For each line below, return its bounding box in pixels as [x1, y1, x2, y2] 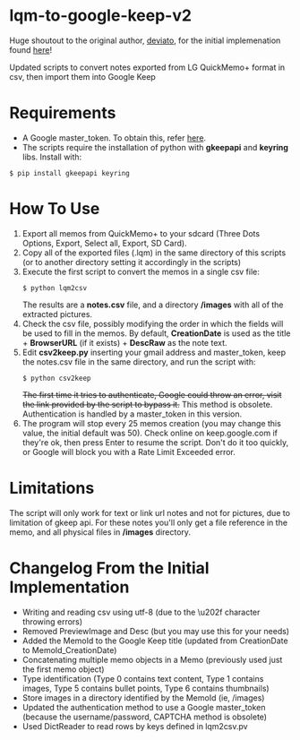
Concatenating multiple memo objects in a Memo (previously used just [21, 654, 283, 665]
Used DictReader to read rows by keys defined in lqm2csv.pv [21, 720, 248, 731]
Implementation [9, 577, 130, 597]
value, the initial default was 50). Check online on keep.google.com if [21, 427, 278, 438]
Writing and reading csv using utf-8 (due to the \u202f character [21, 607, 261, 617]
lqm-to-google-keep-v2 [9, 5, 193, 26]
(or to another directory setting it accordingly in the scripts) [21, 256, 242, 267]
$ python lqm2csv [21, 283, 88, 292]
